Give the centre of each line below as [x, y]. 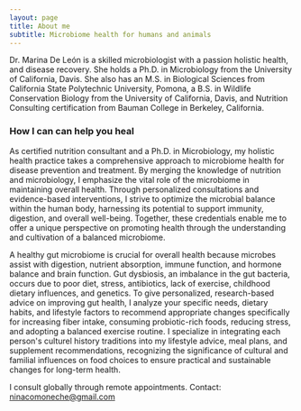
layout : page [34, 18]
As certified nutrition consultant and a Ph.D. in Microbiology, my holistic [142, 151]
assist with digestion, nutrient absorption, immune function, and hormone [146, 264]
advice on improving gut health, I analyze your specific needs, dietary [139, 302]
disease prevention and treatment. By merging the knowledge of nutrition [145, 170]
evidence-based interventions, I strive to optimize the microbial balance [142, 198]
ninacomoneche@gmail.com [62, 397]
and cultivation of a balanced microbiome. [87, 237]
